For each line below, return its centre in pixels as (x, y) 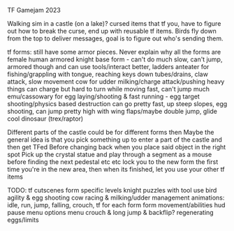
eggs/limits (23, 220)
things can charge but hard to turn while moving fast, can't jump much (108, 89)
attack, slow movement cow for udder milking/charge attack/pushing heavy (116, 82)
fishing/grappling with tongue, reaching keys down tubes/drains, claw (108, 74)
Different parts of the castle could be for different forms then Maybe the (111, 132)
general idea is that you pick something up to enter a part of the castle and (115, 140)
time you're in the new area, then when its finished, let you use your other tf (116, 169)
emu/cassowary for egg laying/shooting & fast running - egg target (104, 96)
